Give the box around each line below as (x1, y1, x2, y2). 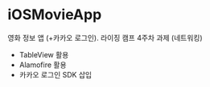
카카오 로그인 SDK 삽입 (19, 69, 93, 79)
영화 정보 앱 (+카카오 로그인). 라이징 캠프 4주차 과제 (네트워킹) (7, 33, 203, 42)
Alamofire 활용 (19, 60, 67, 69)
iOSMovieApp (7, 6, 102, 24)
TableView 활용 (19, 49, 69, 59)
